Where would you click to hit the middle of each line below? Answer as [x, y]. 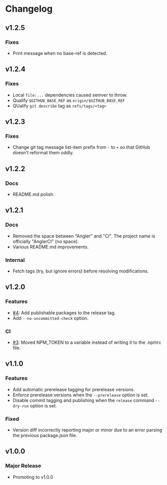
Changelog [29, 9]
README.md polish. [34, 194]
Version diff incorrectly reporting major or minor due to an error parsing [87, 430]
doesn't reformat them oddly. [43, 153]
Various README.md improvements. [51, 247]
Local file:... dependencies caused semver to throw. [70, 95]
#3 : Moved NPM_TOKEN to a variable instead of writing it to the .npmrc [87, 342]
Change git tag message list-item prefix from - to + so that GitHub [81, 147]
